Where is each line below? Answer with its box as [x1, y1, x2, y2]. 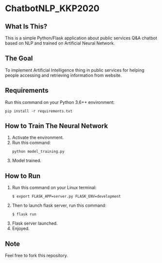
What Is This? [5, 22, 48, 31]
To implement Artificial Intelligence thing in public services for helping [5, 67, 145, 73]
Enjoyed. [12, 226, 30, 231]
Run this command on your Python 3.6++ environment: [5, 99, 115, 105]
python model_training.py [12, 149, 65, 154]
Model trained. [12, 158, 42, 164]
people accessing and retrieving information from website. [5, 72, 122, 78]
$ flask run [12, 212, 36, 217]
